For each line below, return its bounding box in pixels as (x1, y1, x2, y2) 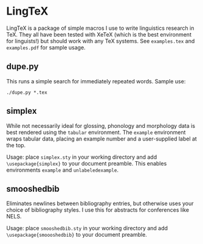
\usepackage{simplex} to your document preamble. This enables (6, 159, 167, 167)
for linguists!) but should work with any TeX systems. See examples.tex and (6, 37, 195, 44)
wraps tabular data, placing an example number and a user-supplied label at (6, 135, 198, 142)
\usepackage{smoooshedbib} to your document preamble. (6, 231, 147, 239)
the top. (6, 141, 26, 148)
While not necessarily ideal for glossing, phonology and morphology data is (6, 122, 196, 129)
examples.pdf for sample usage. (6, 44, 86, 51)
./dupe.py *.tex (6, 89, 47, 96)
